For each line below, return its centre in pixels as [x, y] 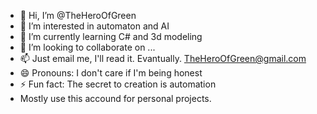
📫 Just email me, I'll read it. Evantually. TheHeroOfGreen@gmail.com [163, 58]
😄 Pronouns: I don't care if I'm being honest [111, 73]
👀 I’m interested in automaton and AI [94, 26]
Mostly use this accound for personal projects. [115, 98]
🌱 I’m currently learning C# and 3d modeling [111, 36]
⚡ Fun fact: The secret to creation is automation [118, 84]
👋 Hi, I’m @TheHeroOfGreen [78, 15]
